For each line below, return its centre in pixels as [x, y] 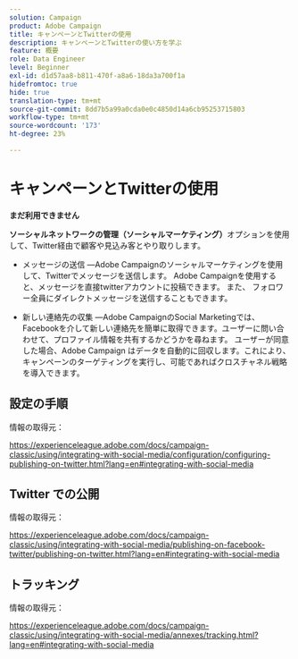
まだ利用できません [45, 215]
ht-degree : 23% [37, 134]
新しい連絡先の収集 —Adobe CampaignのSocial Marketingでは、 [141, 317]
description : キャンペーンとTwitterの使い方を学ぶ [96, 42]
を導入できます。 [53, 373]
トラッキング [45, 584]
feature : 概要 [34, 51]
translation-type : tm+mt [55, 101]
